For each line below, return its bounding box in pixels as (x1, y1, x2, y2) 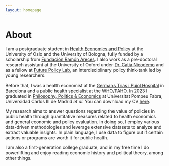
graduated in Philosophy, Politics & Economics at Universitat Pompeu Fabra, (5, 93, 163, 99)
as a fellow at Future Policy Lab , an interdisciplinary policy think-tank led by (5, 67, 162, 73)
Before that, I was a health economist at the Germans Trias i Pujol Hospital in (5, 82, 164, 88)
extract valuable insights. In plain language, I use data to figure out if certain (5, 129, 163, 135)
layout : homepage (5, 7, 42, 13)
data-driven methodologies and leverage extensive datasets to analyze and (5, 124, 162, 130)
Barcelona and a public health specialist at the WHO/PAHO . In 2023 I (5, 88, 148, 94)
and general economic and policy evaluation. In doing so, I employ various (5, 119, 160, 125)
